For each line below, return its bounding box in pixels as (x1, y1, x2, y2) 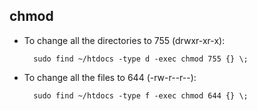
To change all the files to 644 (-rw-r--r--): (23, 71, 197, 83)
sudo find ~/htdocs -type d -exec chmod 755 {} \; (33, 54, 249, 64)
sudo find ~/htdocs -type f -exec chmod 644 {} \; (33, 90, 249, 101)
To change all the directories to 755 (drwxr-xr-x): (23, 34, 226, 46)
